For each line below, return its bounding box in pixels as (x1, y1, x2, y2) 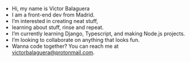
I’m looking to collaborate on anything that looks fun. (11, 37, 140, 43)
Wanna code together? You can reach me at (11, 43, 119, 50)
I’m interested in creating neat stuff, (11, 18, 99, 24)
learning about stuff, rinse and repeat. (11, 24, 104, 31)
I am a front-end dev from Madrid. (11, 11, 95, 18)
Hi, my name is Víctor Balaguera (11, 5, 90, 12)
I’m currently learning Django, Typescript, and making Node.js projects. (11, 30, 185, 37)
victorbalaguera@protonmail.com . (11, 49, 95, 56)
